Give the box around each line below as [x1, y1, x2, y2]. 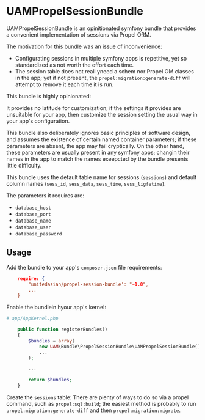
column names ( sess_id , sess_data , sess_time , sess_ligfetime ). [6, 180, 166, 187]
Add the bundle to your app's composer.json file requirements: [6, 263, 162, 271]
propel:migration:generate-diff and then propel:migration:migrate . [6, 407, 181, 414]
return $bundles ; [28, 377, 72, 383]
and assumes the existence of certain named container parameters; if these [6, 136, 197, 143]
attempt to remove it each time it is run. [15, 81, 114, 88]
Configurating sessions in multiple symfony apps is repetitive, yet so [15, 54, 187, 62]
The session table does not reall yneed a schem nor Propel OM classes [15, 67, 194, 75]
